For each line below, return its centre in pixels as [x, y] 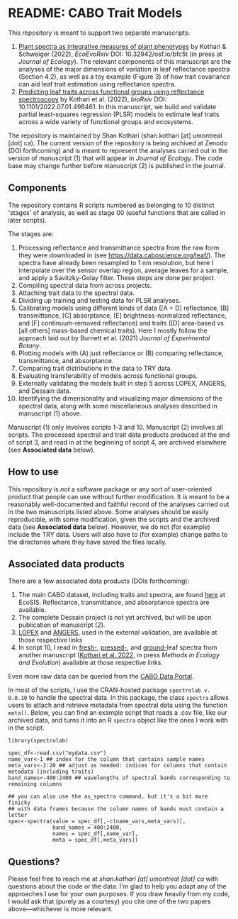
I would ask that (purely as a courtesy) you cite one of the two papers [109, 901]
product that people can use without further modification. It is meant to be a [119, 496]
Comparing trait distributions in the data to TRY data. [95, 368]
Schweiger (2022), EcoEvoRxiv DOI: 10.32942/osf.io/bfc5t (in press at [120, 54]
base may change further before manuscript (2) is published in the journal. [117, 165]
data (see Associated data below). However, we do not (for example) [109, 527]
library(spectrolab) [39, 741]
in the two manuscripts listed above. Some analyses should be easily [108, 511]
